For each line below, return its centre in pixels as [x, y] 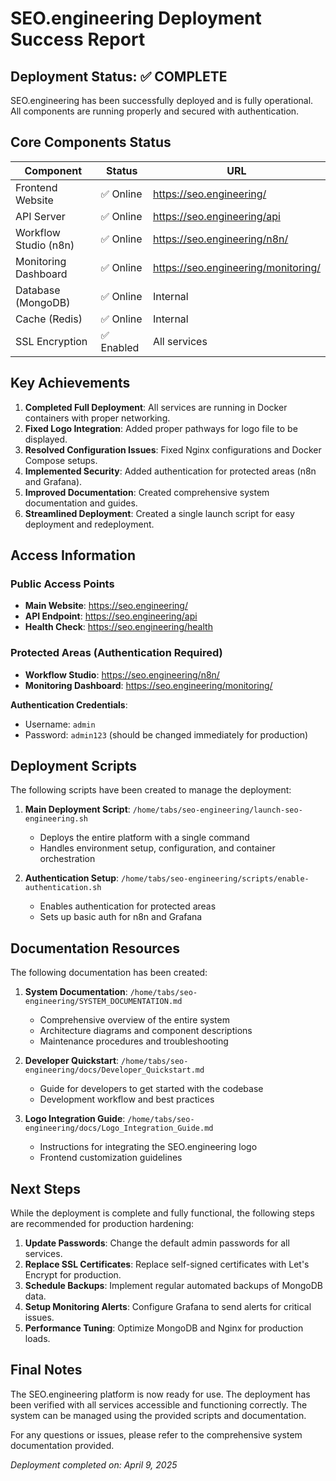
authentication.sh [63, 888]
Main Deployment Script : [77, 809]
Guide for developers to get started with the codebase [151, 1089]
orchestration [67, 859]
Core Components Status [91, 142]
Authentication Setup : [72, 878]
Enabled [120, 347]
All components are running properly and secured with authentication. [155, 111]
